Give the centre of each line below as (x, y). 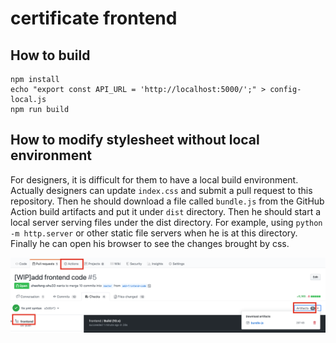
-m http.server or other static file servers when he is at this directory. (154, 233)
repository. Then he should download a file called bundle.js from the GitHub (167, 201)
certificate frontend (94, 18)
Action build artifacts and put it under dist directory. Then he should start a (166, 211)
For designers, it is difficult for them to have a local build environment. (154, 179)
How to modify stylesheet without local (135, 140)
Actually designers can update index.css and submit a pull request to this (161, 190)
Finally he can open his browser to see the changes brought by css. (150, 243)
